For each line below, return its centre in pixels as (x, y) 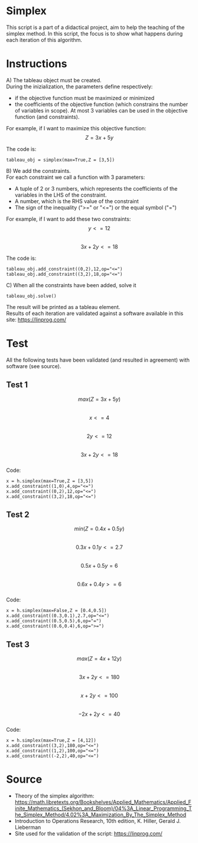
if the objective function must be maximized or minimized (85, 98)
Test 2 (18, 515)
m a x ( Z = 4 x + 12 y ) (99, 659)
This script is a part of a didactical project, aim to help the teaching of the (95, 27)
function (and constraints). (47, 117)
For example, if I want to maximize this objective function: (76, 128)
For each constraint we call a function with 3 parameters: (76, 177)
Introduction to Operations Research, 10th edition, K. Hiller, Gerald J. (98, 821)
